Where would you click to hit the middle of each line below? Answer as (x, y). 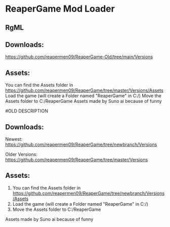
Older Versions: (22, 155)
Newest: (14, 139)
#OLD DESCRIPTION (27, 111)
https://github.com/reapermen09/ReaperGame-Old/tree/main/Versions (79, 57)
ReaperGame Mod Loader (60, 9)
